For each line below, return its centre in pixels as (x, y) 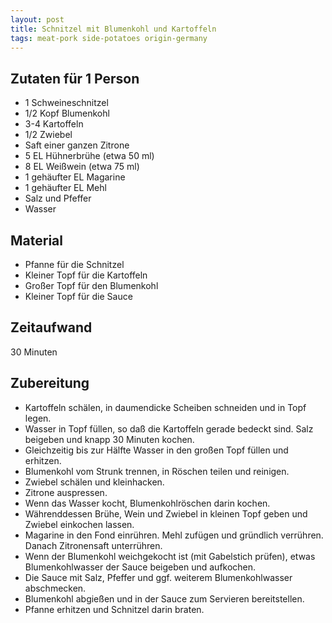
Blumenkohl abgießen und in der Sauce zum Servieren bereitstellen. (164, 598)
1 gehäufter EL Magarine (75, 177)
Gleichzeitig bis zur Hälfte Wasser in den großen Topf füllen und (156, 450)
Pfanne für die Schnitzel (74, 264)
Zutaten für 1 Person (75, 78)
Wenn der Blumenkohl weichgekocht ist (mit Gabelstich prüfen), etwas (170, 556)
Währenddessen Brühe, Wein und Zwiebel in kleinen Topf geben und (166, 513)
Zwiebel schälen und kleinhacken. (94, 482)
